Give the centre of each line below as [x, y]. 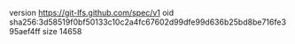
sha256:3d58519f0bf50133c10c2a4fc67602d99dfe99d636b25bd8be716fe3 [147, 22]
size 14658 [62, 31]
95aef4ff [25, 31]
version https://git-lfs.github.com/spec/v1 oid [92, 13]
